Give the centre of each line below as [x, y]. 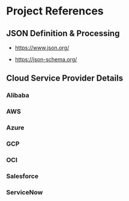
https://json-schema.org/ [46, 59]
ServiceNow [25, 192]
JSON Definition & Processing [63, 33]
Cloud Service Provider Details [65, 79]
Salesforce [22, 176]
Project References [55, 11]
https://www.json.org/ [42, 48]
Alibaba [18, 96]
